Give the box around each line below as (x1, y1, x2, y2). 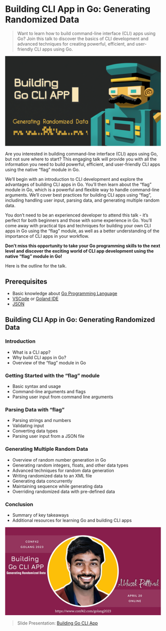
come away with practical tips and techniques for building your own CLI (5, 223, 151, 229)
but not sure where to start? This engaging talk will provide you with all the (5, 156, 157, 162)
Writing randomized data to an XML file (12, 473, 92, 478)
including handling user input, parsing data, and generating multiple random (5, 197, 160, 204)
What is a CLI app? (12, 349, 51, 355)
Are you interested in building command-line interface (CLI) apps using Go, (5, 151, 158, 157)
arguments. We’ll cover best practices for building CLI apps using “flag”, (5, 192, 152, 198)
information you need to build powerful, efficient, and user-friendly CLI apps (5, 161, 161, 167)
